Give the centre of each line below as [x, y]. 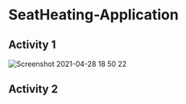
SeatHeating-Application [93, 15]
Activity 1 [32, 45]
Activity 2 [33, 89]
